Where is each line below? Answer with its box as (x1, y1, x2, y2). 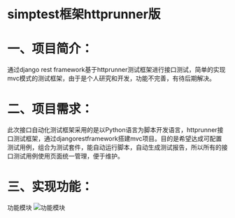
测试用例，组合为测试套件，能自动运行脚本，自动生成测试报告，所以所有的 (7, 143, 222, 152)
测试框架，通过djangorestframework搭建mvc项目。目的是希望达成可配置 (13, 134, 222, 143)
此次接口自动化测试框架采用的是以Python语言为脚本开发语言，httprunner (7, 126, 218, 134)
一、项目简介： (7, 41, 94, 57)
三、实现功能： (7, 179, 94, 195)
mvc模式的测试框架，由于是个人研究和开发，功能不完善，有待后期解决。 (7, 74, 215, 82)
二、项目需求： (7, 101, 94, 117)
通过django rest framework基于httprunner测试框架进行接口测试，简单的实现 (7, 66, 226, 74)
